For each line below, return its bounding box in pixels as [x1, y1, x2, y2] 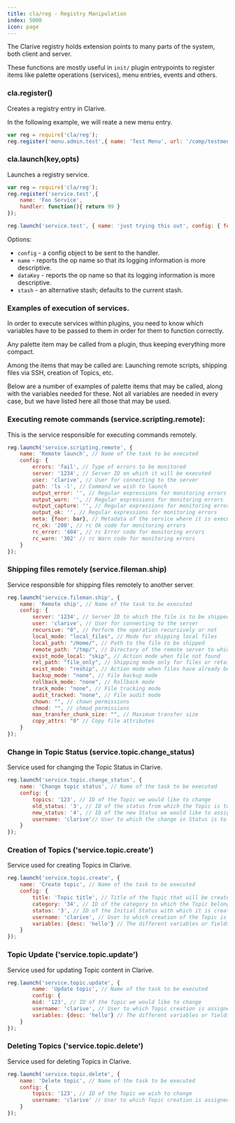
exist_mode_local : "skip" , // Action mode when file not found [32, 652, 220, 660]
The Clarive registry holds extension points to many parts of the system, [7, 43, 215, 51]
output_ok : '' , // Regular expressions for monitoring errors [32, 509, 218, 516]
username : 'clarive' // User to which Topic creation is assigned [32, 1096, 230, 1104]
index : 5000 [7, 17, 42, 24]
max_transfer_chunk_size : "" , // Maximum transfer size [32, 711, 199, 718]
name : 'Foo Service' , [20, 197, 83, 204]
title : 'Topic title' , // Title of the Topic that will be [32, 894, 208, 901]
